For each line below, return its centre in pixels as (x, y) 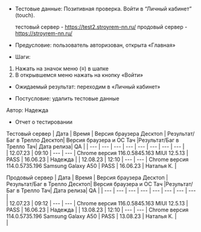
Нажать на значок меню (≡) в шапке (62, 68)
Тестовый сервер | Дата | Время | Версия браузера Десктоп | (86, 134)
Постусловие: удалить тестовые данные (67, 98)
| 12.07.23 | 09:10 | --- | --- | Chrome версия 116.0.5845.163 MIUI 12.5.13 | (97, 153)
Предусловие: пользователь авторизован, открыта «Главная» (95, 45)
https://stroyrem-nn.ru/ (43, 33)
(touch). (25, 15)
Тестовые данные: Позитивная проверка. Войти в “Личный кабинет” (103, 9)
